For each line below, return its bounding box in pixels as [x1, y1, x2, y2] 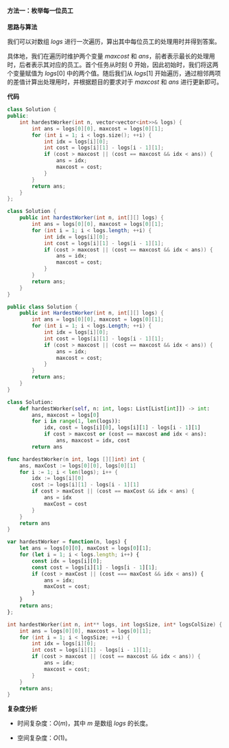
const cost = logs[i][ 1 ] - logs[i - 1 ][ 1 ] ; [32, 564, 158, 571]
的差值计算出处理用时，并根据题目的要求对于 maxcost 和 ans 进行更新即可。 [7, 78, 223, 86]
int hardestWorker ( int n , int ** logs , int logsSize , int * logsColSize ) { [7, 621, 223, 628]
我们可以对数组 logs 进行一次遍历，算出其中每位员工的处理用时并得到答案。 [7, 38, 221, 46]
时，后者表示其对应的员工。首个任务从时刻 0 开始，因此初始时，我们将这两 [7, 60, 219, 69]
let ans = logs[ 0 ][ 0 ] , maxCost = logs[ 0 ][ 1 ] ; [19, 545, 152, 552]
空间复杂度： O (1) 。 [16, 734, 71, 742]
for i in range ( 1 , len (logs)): [32, 418, 121, 425]
